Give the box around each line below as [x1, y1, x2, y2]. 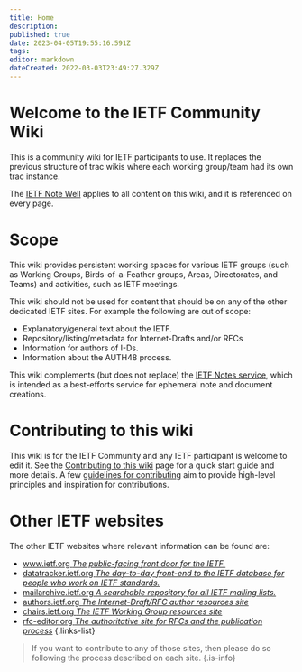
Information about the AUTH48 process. [22, 351, 172, 362]
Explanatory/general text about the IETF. [22, 322, 173, 334]
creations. [9, 388, 47, 399]
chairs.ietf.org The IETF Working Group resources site [22, 606, 223, 617]
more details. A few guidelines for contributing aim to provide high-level [9, 469, 276, 480]
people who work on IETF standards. [22, 577, 160, 588]
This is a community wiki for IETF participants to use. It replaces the [9, 151, 261, 163]
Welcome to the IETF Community [9, 103, 261, 123]
